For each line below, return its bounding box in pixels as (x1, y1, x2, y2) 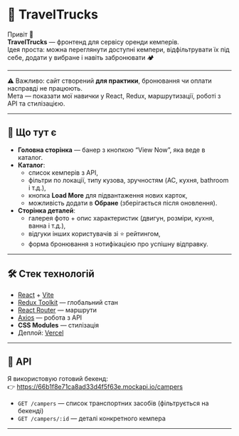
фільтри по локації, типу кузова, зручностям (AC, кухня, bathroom (28, 176, 229, 184)
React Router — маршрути (17, 305, 97, 314)
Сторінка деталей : (17, 206, 76, 215)
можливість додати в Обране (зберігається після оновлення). (28, 198, 218, 207)
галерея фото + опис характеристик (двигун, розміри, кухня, (28, 213, 215, 222)
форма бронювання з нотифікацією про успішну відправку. (28, 239, 208, 248)
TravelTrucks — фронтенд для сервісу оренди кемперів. (7, 37, 179, 46)
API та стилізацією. (7, 99, 65, 108)
